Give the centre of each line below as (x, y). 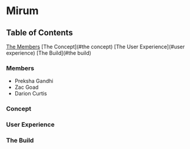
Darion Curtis (31, 94)
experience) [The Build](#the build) (49, 53)
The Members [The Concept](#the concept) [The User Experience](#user (96, 47)
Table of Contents (40, 33)
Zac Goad (26, 87)
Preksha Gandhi (34, 81)
